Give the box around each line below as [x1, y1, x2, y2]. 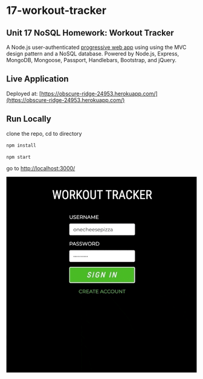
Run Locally [6, 114, 51, 124]
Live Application [6, 74, 69, 84]
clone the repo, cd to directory [6, 130, 82, 137]
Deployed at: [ [6, 90, 42, 97]
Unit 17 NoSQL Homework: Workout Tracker [6, 28, 174, 38]
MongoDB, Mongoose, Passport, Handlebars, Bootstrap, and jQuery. [6, 57, 177, 63]
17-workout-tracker [6, 4, 107, 18]
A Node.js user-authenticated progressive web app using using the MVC [6, 43, 187, 51]
